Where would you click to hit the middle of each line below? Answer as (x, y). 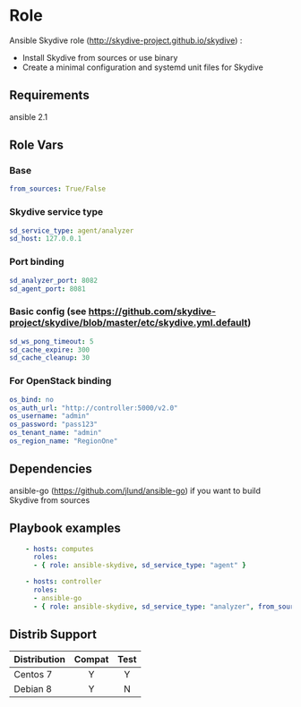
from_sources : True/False (57, 189)
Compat (91, 660)
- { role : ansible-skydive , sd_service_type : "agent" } (139, 566)
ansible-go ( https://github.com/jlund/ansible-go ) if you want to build (135, 490)
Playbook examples (65, 528)
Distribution (39, 660)
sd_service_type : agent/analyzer (72, 230)
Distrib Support (53, 635)
